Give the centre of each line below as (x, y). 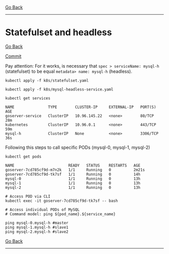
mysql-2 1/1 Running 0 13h (73, 187)
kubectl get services (28, 98)
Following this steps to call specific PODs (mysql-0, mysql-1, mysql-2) (78, 147)
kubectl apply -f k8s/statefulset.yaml (47, 80)
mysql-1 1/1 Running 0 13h (73, 183)
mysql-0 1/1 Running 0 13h (73, 179)
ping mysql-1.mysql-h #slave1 (37, 227)
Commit (13, 56)
